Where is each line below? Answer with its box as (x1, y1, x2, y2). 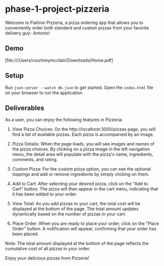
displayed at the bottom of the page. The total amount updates (12, 206, 139, 212)
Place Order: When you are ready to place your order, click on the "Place (12, 220, 159, 226)
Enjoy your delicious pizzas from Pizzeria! (5, 255, 90, 261)
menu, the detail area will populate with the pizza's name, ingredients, (12, 151, 153, 157)
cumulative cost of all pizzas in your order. (5, 246, 91, 252)
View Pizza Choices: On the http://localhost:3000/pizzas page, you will (12, 126, 156, 132)
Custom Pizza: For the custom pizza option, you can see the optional (12, 166, 151, 172)
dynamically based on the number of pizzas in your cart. (12, 211, 126, 217)
